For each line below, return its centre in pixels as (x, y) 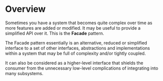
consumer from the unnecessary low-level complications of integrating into (82, 68)
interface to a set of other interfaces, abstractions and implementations (78, 48)
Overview (25, 9)
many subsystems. (24, 73)
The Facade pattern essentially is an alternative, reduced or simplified (76, 42)
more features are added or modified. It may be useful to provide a (73, 28)
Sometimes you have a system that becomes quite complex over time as (79, 23)
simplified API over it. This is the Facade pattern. (55, 33)
